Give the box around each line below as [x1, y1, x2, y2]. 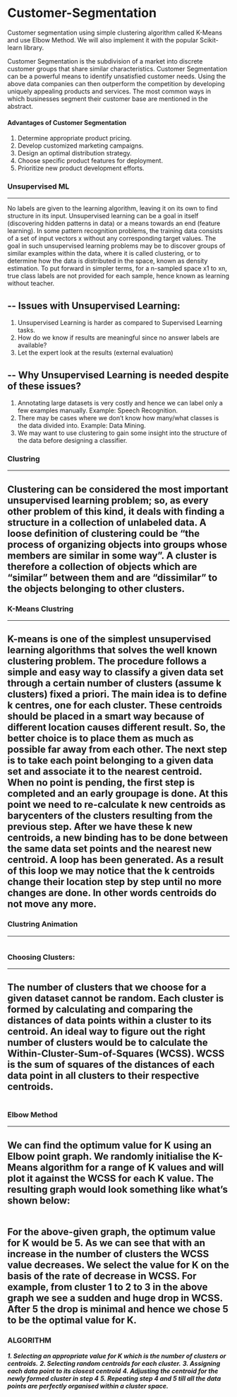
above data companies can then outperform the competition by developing [7, 79, 226, 88]
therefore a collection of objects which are [7, 560, 197, 573]
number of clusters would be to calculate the [7, 1037, 208, 1049]
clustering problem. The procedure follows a [7, 655, 207, 667]
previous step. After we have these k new [7, 821, 193, 833]
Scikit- [200, 35, 219, 44]
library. [23, 43, 44, 52]
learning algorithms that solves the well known [7, 644, 217, 656]
